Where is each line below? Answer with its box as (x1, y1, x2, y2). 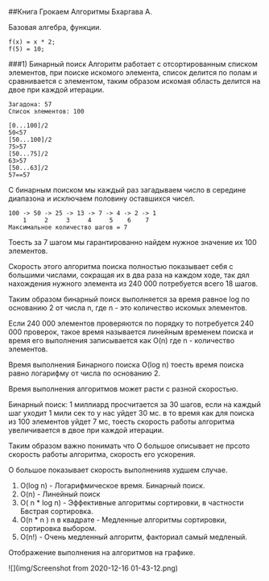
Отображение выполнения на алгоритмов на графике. (8, 548, 196, 557)
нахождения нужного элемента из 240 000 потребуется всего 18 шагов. (8, 279, 259, 288)
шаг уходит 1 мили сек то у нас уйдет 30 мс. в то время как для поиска (8, 409, 255, 417)
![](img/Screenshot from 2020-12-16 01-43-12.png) (8, 563, 179, 573)
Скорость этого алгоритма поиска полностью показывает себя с (8, 262, 234, 271)
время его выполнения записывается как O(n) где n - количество (8, 336, 235, 345)
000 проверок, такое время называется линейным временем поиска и (8, 327, 254, 337)
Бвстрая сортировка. (19, 507, 94, 516)
